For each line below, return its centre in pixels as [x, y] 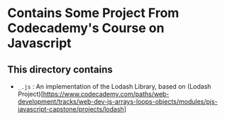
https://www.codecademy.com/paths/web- [106, 94]
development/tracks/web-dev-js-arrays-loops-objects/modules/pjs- [117, 102]
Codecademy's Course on [86, 28]
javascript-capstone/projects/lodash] [72, 109]
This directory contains [60, 69]
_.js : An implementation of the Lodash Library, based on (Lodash [114, 86]
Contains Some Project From [93, 13]
